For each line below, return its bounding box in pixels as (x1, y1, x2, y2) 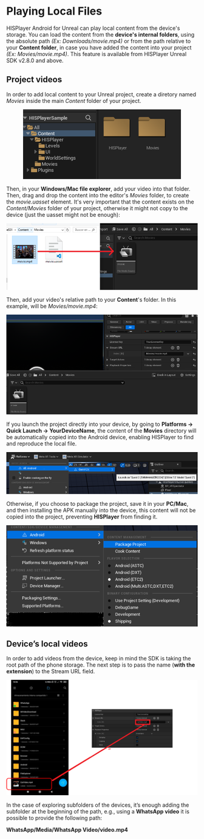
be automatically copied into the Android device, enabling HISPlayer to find (6, 434, 194, 441)
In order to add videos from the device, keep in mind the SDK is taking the (6, 655, 191, 662)
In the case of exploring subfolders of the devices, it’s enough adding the (6, 801, 189, 809)
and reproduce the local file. (6, 440, 77, 447)
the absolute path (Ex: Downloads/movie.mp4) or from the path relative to (6, 37, 191, 44)
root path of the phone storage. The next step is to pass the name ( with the (6, 661, 195, 668)
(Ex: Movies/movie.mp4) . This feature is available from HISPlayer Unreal (6, 50, 187, 57)
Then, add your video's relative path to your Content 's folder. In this (6, 296, 177, 303)
